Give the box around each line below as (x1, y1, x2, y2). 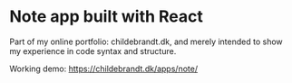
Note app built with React (9, 6, 204, 27)
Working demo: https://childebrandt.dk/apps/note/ (9, 63, 198, 74)
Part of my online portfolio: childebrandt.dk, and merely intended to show (9, 36, 283, 47)
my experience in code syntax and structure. (9, 45, 177, 56)
